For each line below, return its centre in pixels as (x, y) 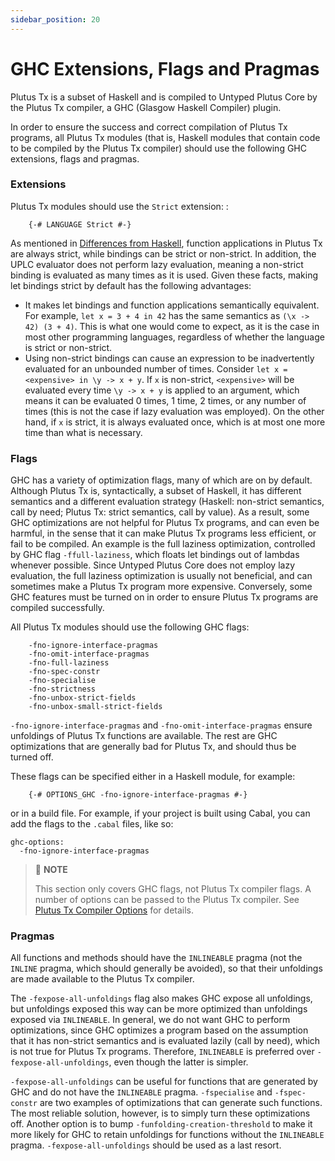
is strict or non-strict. (68, 347)
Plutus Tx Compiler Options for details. (114, 910)
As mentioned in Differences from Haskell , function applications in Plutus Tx (166, 243)
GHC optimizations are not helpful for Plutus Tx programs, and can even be (165, 523)
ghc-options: (37, 842)
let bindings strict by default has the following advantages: (131, 285)
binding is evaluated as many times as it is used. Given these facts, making (164, 275)
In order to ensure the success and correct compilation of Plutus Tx (149, 127)
